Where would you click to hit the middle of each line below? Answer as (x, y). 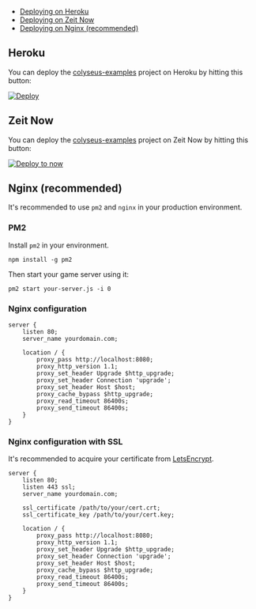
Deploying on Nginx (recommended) (79, 28)
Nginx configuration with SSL (66, 441)
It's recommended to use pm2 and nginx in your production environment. (125, 207)
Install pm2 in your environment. (58, 245)
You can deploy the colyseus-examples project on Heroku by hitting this (126, 72)
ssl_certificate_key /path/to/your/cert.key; (99, 515)
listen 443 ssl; (49, 487)
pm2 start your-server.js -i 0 (60, 289)
